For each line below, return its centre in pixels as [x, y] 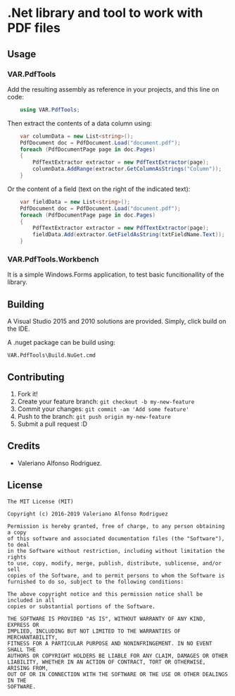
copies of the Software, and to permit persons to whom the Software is [116, 575]
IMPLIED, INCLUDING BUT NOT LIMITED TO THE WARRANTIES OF [94, 631]
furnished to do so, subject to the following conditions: [96, 582]
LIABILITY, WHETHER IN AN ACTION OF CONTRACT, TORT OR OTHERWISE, [107, 662]
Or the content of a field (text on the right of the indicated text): [99, 189]
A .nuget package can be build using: [62, 343]
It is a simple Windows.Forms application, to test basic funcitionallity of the [116, 275]
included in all [31, 600]
